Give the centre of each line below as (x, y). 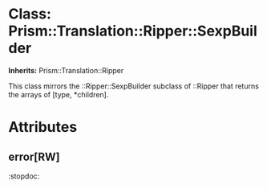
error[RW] (34, 156)
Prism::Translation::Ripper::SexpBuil (133, 31)
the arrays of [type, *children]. (59, 94)
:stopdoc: (24, 176)
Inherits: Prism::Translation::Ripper (66, 70)
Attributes (43, 127)
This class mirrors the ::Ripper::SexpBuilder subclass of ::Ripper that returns (133, 86)
